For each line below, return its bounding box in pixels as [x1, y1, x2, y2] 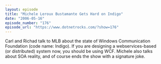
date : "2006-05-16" [5, 16, 45, 21]
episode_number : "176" [5, 20, 51, 26]
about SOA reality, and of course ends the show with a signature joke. [5, 53, 145, 59]
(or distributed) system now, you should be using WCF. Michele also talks [5, 49, 153, 54]
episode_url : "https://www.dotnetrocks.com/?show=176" [5, 25, 119, 30]
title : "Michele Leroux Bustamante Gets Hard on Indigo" [5, 12, 123, 16]
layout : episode [5, 7, 38, 12]
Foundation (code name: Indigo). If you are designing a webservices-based [5, 43, 157, 49]
